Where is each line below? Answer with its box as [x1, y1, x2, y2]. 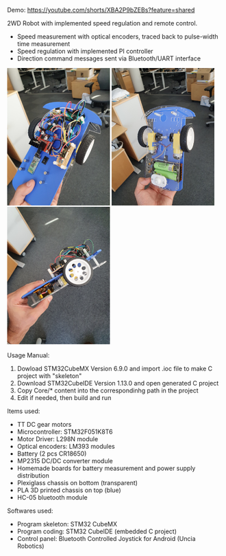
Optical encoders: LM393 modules [16, 443, 115, 450]
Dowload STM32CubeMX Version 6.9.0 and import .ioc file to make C [16, 364, 213, 372]
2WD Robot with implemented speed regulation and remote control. [7, 19, 198, 27]
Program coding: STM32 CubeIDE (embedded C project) [16, 527, 177, 535]
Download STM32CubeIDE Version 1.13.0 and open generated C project [16, 379, 219, 387]
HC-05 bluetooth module [16, 493, 88, 501]
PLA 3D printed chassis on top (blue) [16, 486, 121, 494]
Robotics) [16, 542, 45, 550]
